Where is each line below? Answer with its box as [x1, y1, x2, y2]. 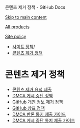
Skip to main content [5, 14, 47, 20]
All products [5, 24, 30, 30]
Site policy [5, 34, 27, 39]
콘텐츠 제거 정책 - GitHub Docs [5, 4, 65, 10]
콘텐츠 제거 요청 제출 [12, 86, 52, 92]
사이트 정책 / [12, 44, 35, 50]
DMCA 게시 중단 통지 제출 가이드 [12, 117, 75, 123]
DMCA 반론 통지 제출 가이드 [12, 111, 66, 117]
